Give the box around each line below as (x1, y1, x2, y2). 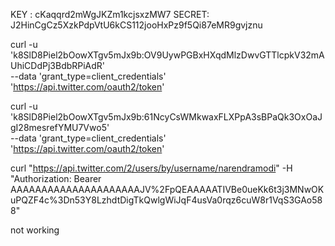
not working (10, 224, 60, 236)
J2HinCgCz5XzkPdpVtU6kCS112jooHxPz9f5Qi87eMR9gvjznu (10, 19, 263, 31)
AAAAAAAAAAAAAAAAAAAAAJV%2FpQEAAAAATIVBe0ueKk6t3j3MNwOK (10, 184, 325, 195)
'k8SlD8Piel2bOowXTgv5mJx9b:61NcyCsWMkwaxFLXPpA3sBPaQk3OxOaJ (10, 111, 323, 123)
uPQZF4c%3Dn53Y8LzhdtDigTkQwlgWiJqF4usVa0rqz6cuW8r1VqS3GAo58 (10, 194, 323, 206)
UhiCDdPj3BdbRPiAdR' (10, 60, 106, 71)
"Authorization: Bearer (10, 173, 102, 184)
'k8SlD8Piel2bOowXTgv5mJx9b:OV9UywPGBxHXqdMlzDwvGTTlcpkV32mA (10, 49, 325, 61)
